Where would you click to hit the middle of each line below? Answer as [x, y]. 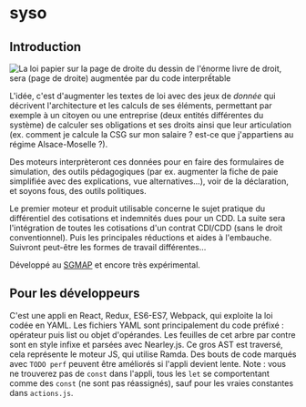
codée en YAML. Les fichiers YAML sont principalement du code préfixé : [147, 325]
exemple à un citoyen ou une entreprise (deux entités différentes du [137, 115]
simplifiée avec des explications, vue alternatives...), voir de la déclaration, [149, 181]
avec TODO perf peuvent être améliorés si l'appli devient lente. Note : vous [148, 363]
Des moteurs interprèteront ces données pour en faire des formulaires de [147, 162]
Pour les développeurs [75, 294]
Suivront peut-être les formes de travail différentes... [108, 247]
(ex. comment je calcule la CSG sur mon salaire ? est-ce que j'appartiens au [152, 134]
